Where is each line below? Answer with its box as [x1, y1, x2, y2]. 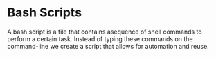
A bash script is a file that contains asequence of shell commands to [7, 27, 202, 36]
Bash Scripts [7, 5, 82, 21]
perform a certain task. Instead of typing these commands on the [7, 34, 193, 43]
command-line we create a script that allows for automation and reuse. [7, 42, 209, 50]
